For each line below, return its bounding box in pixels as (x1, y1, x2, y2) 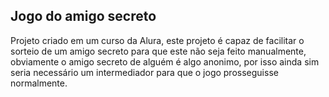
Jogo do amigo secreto (10, 8, 157, 25)
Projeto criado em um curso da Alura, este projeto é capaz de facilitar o (10, 34, 305, 46)
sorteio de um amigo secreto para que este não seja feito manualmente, (10, 45, 307, 57)
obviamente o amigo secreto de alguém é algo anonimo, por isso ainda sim (10, 55, 320, 68)
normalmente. (10, 77, 68, 89)
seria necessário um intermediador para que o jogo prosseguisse (10, 66, 279, 78)
